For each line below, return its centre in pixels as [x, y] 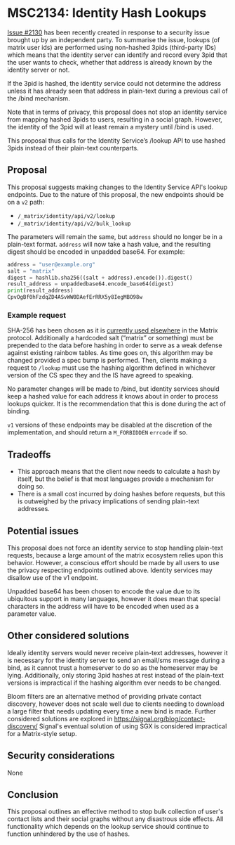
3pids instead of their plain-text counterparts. [73, 148]
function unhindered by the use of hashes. [68, 834]
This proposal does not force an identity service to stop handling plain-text [115, 548]
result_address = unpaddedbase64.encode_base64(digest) [90, 284]
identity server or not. [39, 70]
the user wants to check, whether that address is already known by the [110, 62]
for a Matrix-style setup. [42, 733]
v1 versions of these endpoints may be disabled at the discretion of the [110, 425]
